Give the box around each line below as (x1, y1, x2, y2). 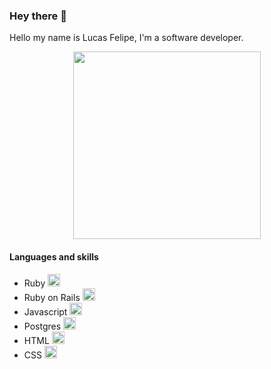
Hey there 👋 (9, 9, 67, 23)
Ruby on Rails (23, 291, 81, 303)
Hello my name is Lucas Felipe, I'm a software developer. (9, 32, 244, 44)
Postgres (23, 320, 62, 332)
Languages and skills (9, 250, 99, 263)
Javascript (23, 305, 68, 318)
